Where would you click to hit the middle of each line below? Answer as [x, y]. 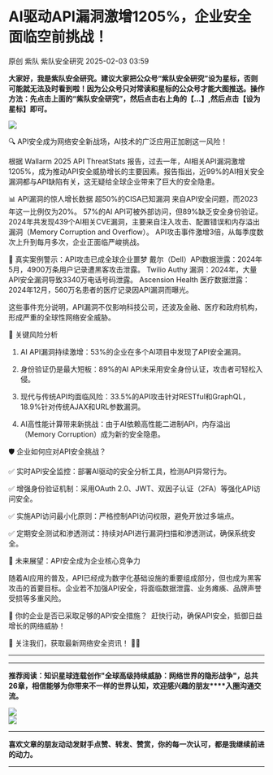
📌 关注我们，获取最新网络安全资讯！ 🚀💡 [74, 642]
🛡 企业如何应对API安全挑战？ [58, 451]
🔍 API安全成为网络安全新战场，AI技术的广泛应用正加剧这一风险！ [118, 141]
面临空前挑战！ [58, 37]
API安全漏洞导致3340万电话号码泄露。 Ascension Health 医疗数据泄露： [129, 279]
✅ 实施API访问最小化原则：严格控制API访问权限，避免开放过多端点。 [123, 516]
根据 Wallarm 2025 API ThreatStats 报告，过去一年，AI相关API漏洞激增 [127, 161]
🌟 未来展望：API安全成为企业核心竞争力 [74, 560]
